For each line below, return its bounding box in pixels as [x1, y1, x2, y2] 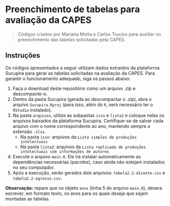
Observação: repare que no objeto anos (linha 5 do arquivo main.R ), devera [5, 185, 162, 191]
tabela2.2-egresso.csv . [12, 175, 62, 181]
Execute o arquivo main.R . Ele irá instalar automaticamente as [12, 153, 141, 159]
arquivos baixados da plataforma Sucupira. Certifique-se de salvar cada [12, 118, 164, 124]
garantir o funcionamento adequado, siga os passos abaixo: [5, 75, 131, 82]
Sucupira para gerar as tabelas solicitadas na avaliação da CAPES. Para [5, 70, 155, 76]
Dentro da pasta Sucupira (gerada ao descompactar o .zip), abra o [12, 96, 152, 102]
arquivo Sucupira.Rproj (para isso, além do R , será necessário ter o [12, 101, 153, 108]
